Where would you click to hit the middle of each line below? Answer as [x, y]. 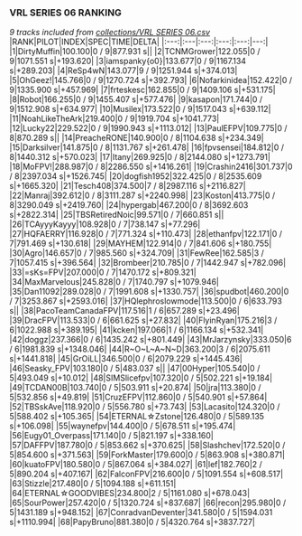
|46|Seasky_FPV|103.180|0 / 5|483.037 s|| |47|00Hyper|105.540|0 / [135, 369]
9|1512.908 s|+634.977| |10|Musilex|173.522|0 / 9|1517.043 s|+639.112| [141, 109]
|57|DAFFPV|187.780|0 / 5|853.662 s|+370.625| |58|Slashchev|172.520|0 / [147, 446]
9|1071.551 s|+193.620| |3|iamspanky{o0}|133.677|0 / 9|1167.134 [128, 61]
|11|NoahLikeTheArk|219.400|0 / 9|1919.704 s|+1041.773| [114, 118]
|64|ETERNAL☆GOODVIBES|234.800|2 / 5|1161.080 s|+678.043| [130, 494]
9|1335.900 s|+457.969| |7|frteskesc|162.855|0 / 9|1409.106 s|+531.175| [143, 90]
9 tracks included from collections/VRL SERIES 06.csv [110, 33]
